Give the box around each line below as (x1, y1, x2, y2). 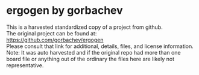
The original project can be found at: (6, 29, 97, 37)
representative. (6, 61, 44, 69)
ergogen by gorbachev (6, 4, 124, 17)
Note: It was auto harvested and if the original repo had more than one (6, 49, 181, 56)
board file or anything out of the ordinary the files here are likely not (6, 55, 175, 62)
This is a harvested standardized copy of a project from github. (6, 23, 163, 31)
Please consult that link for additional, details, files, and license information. (6, 43, 194, 50)
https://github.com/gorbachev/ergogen (6, 36, 104, 43)
